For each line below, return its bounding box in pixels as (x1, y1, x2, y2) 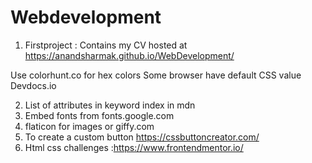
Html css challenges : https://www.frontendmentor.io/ (24, 141, 244, 153)
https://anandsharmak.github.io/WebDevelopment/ (24, 49, 235, 61)
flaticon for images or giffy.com (24, 120, 155, 132)
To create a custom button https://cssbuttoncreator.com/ (24, 131, 260, 143)
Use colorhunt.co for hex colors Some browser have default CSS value (10, 69, 302, 81)
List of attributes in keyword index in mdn (24, 99, 196, 111)
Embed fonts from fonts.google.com (24, 109, 175, 121)
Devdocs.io (10, 79, 57, 91)
